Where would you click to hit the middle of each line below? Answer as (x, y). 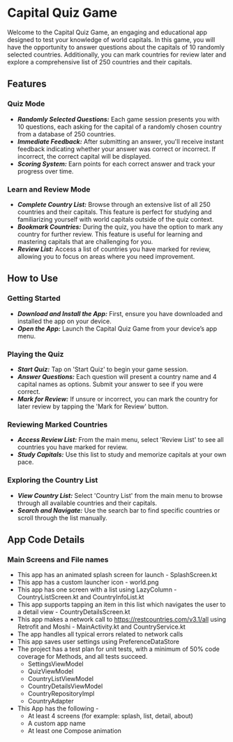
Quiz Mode (26, 104)
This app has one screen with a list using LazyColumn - (97, 590)
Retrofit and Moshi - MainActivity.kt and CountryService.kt (102, 627)
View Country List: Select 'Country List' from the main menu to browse (120, 495)
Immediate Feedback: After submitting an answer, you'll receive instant (121, 141)
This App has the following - (58, 708)
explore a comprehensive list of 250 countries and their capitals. (100, 62)
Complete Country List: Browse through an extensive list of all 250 (114, 204)
